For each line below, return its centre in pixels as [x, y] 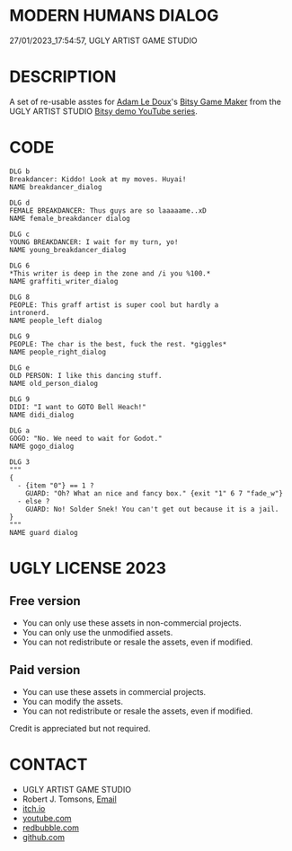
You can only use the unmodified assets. [97, 632]
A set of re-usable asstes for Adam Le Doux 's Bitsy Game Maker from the [145, 101]
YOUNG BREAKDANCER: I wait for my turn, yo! [94, 242]
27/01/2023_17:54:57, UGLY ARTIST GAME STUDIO [103, 40]
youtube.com [47, 818]
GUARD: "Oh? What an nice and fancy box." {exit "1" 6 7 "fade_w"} [154, 493]
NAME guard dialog [44, 532]
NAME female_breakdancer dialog [70, 218]
